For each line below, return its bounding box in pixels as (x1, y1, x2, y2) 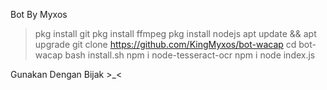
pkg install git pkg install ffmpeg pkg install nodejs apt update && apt (34, 28, 317, 39)
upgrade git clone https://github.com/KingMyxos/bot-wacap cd (34, 39, 297, 50)
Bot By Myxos (10, 9, 68, 20)
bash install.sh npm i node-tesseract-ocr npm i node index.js (64, 49, 316, 61)
